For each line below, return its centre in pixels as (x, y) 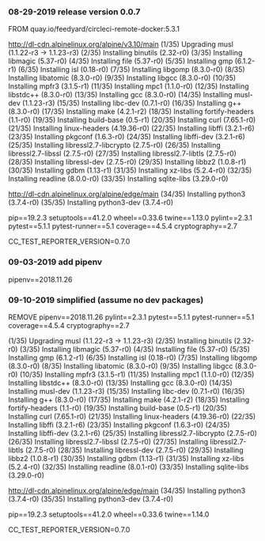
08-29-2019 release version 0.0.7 (74, 12)
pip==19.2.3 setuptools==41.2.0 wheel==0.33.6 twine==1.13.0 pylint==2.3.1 (131, 218)
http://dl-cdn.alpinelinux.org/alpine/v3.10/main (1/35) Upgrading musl (121, 44)
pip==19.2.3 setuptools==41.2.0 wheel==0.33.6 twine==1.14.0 (109, 514)
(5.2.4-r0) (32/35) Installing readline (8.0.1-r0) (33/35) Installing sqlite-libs (129, 467)
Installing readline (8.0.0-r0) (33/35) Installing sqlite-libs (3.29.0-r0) (118, 179)
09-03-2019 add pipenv (55, 262)
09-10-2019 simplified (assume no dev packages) (106, 300)
